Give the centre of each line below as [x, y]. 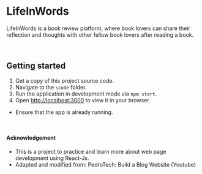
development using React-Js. [52, 158]
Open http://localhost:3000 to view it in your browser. [83, 100]
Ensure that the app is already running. [64, 112]
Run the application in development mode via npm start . [86, 94]
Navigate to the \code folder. [51, 87]
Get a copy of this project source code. [65, 80]
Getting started [36, 66]
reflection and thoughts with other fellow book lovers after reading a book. [100, 34]
